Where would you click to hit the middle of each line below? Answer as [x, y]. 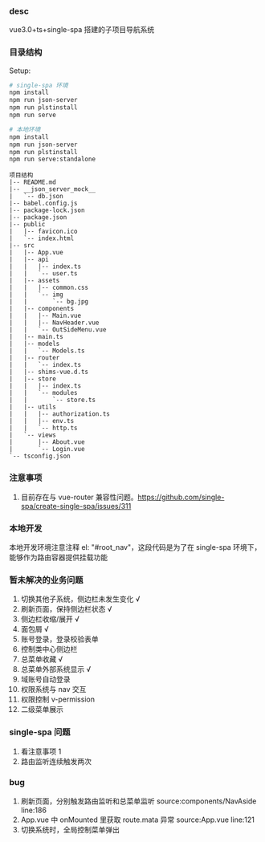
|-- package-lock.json [47, 210]
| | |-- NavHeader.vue [54, 323]
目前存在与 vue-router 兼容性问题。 [79, 497]
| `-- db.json [36, 197]
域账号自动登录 [45, 679]
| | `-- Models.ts [47, 351]
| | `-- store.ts [52, 400]
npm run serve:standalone [52, 159]
